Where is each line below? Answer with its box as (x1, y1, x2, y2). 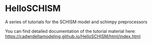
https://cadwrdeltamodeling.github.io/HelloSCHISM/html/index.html (5, 33, 141, 39)
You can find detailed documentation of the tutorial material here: (5, 28, 136, 34)
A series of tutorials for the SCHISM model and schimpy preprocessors (5, 19, 148, 25)
